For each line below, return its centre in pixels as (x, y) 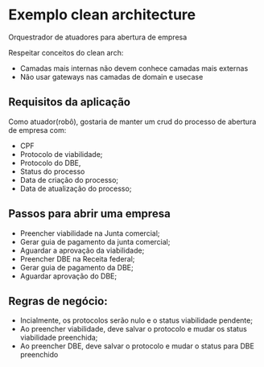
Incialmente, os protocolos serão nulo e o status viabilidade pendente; (136, 320)
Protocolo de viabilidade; (61, 154)
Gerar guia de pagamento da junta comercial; (95, 241)
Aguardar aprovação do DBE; (68, 276)
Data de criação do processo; (69, 179)
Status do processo (52, 171)
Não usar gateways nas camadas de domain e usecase (111, 76)
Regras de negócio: (58, 301)
